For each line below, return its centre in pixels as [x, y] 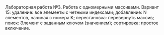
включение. [18, 28]
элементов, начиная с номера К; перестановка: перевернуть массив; [80, 17]
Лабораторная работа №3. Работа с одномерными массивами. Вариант [82, 7]
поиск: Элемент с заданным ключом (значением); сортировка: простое [82, 23]
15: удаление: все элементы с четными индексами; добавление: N [76, 12]
